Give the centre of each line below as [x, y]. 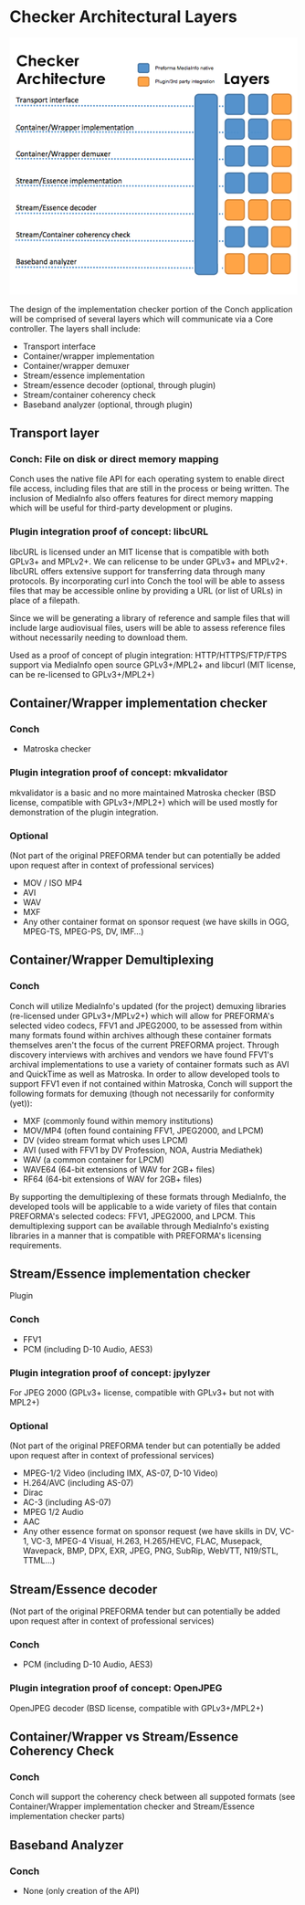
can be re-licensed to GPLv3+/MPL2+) [82, 674]
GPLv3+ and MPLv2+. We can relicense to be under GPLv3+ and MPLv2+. [149, 561]
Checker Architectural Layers [123, 17]
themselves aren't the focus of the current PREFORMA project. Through [144, 1045]
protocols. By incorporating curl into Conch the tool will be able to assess [147, 581]
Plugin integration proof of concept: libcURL [109, 532]
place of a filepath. [45, 600]
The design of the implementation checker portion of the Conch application [151, 309]
